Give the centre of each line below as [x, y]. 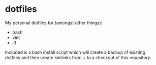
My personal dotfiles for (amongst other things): [54, 23]
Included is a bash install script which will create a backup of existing [75, 52]
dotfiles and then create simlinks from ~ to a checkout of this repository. [78, 57]
